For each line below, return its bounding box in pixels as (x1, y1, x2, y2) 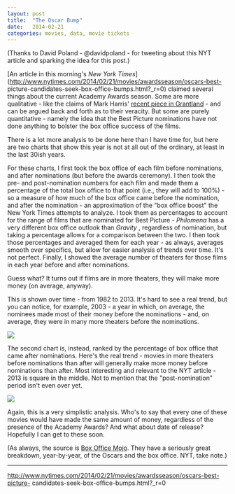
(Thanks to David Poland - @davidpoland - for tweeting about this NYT (7, 49, 212, 57)
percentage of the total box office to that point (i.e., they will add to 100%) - (7, 186, 225, 195)
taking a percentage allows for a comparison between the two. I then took (7, 231, 220, 239)
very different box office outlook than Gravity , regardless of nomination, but (7, 223, 227, 232)
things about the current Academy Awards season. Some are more (7, 92, 199, 101)
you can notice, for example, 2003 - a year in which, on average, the (7, 302, 205, 311)
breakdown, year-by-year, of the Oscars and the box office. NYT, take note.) (7, 451, 227, 460)
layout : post (7, 10, 45, 17)
